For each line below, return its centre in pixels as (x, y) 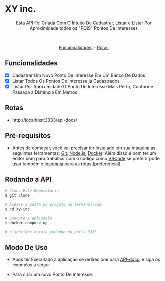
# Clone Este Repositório (32, 191)
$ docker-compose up (27, 223)
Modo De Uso (27, 247)
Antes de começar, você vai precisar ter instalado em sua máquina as (84, 148)
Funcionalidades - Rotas (84, 47)
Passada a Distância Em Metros (45, 92)
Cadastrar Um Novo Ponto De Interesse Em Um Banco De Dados (79, 75)
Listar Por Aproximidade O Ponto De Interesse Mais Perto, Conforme (83, 86)
